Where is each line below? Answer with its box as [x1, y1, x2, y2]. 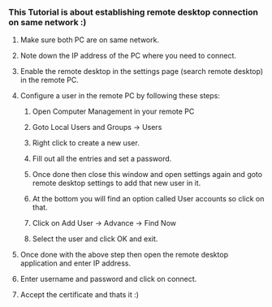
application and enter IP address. [19, 258, 132, 268]
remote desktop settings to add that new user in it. [32, 178, 201, 188]
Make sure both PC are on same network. [19, 35, 160, 45]
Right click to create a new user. [32, 138, 140, 148]
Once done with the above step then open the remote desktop [19, 250, 229, 260]
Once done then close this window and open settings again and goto [32, 170, 262, 179]
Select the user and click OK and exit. [32, 234, 158, 244]
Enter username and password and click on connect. [19, 275, 197, 284]
